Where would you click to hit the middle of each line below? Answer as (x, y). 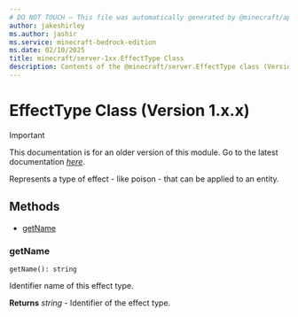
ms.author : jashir (43, 34)
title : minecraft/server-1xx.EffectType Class (97, 58)
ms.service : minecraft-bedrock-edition (83, 42)
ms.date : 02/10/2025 (47, 50)
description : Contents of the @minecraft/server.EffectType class (134, 67)
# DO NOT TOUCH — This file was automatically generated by (123, 17)
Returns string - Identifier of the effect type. (90, 303)
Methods (35, 207)
